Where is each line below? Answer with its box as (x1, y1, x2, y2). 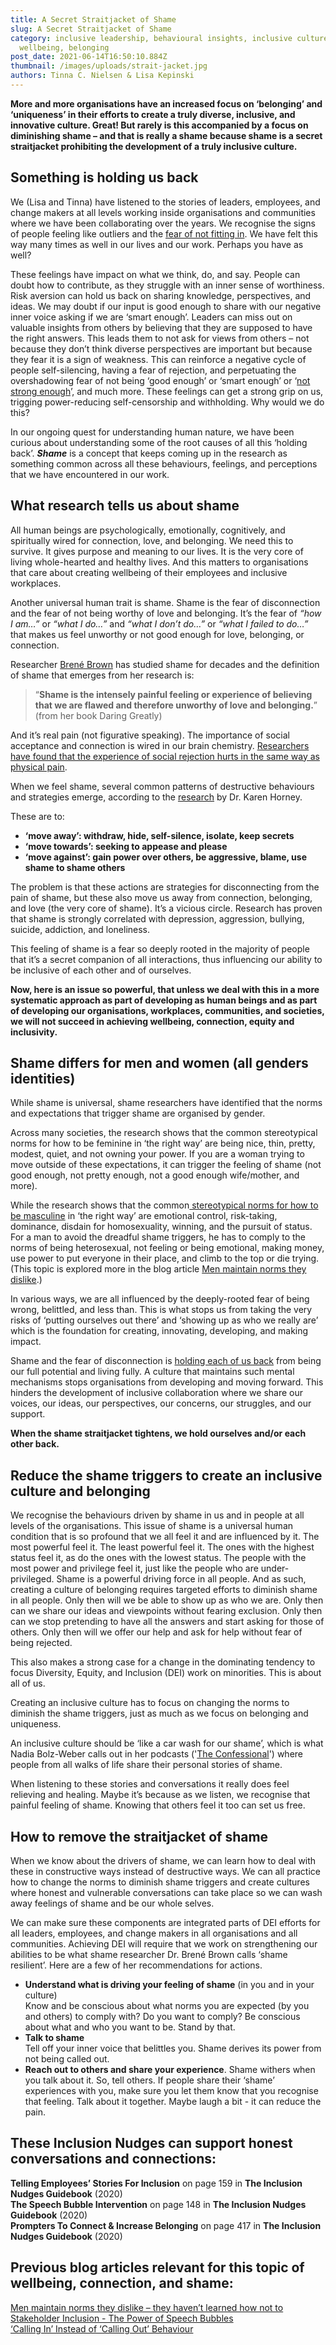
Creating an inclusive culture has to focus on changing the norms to (10, 1697, 290, 1709)
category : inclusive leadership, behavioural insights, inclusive (10, 33, 293, 43)
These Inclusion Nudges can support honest (10, 2135, 293, 2152)
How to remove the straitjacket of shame (10, 1828, 269, 1845)
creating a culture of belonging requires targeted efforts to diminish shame (10, 1584, 318, 1596)
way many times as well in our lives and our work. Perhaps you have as (10, 238, 304, 250)
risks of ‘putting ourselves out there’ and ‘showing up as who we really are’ (10, 1314, 319, 1326)
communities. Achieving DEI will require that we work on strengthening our (10, 1937, 318, 1950)
